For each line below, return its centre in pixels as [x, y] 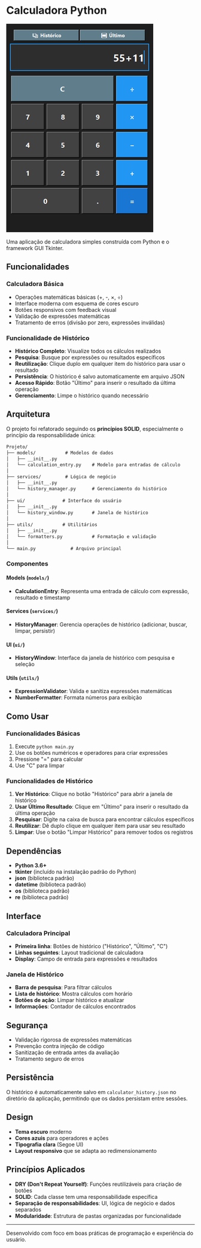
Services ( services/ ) [32, 611]
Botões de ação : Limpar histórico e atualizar [69, 1000]
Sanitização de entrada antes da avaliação [67, 1053]
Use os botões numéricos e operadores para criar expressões [91, 753]
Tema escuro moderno [43, 1131]
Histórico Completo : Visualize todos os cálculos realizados [88, 351]
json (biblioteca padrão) [45, 878]
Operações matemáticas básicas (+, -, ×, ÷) [69, 297]
